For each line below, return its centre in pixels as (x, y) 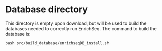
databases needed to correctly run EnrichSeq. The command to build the (81, 28)
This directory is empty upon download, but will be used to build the (76, 23)
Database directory (47, 9)
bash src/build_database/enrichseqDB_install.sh (57, 43)
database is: (18, 34)
